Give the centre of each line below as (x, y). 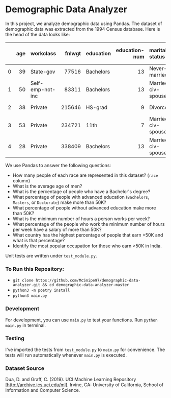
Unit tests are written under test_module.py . (51, 255)
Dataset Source (25, 368)
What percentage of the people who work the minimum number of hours (89, 224)
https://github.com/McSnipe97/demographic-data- (88, 280)
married (159, 75)
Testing (15, 338)
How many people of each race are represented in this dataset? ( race (85, 175)
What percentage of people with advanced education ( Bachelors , (81, 197)
